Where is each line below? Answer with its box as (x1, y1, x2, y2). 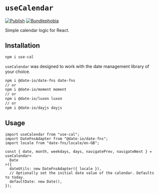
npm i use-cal (5, 54, 34, 59)
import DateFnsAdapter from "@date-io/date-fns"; (5, 136, 109, 141)
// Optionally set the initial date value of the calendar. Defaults (9, 170, 154, 175)
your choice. (5, 69, 30, 74)
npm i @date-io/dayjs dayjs (5, 105, 63, 110)
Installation (5, 42, 40, 50)
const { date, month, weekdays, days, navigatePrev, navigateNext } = (5, 149, 152, 154)
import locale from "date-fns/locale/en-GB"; (5, 141, 99, 145)
